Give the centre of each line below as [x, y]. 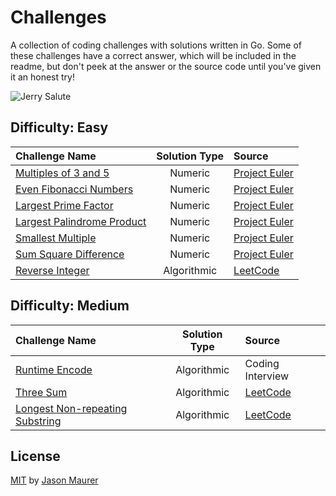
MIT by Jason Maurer [54, 480]
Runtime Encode [54, 369]
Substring [38, 421]
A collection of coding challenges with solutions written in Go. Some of [156, 45]
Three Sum [41, 392]
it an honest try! [42, 77]
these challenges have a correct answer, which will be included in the [153, 55]
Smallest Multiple [56, 238]
